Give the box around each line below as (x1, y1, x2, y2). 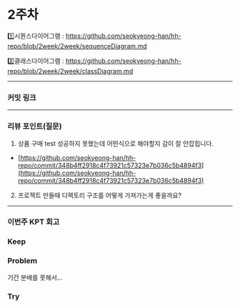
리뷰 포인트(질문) (7, 121, 62, 131)
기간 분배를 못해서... (7, 273, 63, 282)
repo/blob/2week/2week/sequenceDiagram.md (7, 41, 147, 50)
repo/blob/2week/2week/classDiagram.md (7, 66, 134, 75)
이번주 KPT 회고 (7, 217, 60, 227)
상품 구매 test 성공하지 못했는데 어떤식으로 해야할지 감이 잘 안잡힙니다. (17, 139, 214, 147)
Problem (7, 256, 38, 266)
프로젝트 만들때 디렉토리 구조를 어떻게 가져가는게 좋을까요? (17, 191, 182, 199)
